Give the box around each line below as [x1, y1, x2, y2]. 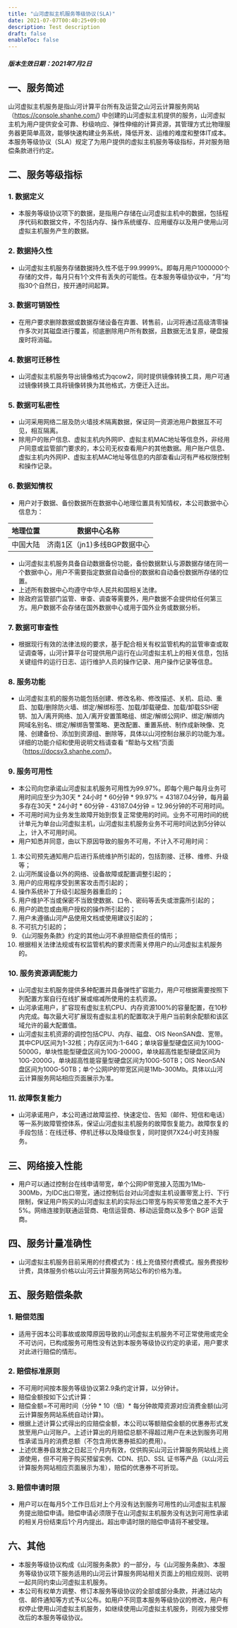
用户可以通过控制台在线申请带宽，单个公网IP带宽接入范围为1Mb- [18, 1180, 206, 1188]
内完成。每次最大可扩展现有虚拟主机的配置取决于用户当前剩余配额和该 [18, 1012, 223, 1020]
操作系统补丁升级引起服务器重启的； [18, 887, 124, 896]
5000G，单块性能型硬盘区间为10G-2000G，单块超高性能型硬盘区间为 [18, 1047, 221, 1056]
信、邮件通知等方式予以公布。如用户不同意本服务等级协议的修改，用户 [18, 1596, 223, 1604]
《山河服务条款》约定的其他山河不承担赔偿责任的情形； [18, 931, 179, 939]
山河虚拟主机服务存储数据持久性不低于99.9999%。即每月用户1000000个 [18, 263, 230, 272]
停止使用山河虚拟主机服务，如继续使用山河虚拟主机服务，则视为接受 [24, 1604, 223, 1612]
